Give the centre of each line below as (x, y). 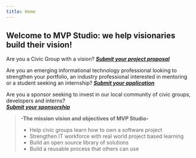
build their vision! (39, 45)
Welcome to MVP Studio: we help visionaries (91, 36)
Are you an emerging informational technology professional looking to (91, 70)
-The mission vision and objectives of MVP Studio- (85, 118)
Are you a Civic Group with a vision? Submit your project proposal (88, 59)
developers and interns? (36, 101)
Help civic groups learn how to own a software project (96, 130)
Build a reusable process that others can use (84, 149)
